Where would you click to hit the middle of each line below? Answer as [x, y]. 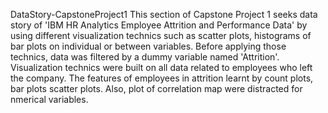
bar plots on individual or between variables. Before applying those [148, 46]
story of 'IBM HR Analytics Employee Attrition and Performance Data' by [159, 25]
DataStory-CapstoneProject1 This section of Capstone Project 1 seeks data [164, 14]
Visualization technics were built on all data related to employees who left [161, 67]
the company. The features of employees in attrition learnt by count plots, [162, 78]
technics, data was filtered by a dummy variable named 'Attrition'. [145, 57]
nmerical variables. [49, 99]
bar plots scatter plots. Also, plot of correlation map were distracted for [156, 88]
